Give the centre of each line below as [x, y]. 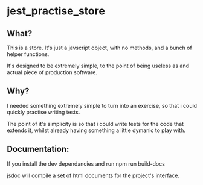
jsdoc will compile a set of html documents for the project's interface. [93, 175]
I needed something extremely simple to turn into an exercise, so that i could [102, 105]
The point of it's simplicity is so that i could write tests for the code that [95, 124]
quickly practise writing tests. [43, 112]
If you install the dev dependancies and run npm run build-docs [86, 163]
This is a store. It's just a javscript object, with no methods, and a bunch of [99, 48]
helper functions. [28, 54]
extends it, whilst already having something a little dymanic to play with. [96, 130]
